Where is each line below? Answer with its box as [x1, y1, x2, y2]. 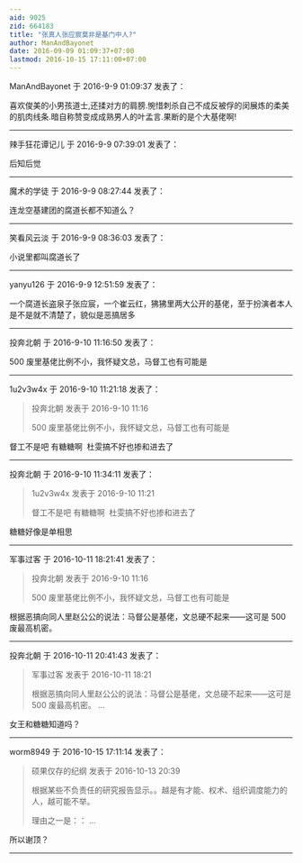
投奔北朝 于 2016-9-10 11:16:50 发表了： [9, 337, 156, 348]
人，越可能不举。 [31, 796, 95, 806]
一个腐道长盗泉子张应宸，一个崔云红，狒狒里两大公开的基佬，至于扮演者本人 [9, 298, 293, 309]
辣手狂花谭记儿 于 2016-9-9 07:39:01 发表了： [9, 139, 180, 150]
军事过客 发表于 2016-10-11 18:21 [31, 669, 152, 680]
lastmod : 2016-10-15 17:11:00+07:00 [9, 55, 147, 64]
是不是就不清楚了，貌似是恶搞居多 [9, 310, 136, 320]
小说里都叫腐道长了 [9, 251, 81, 262]
